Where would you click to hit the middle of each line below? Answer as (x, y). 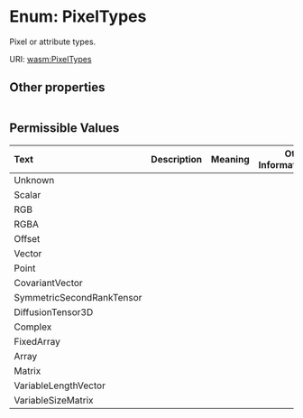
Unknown (34, 180)
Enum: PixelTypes (78, 17)
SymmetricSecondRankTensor (78, 297)
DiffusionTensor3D (54, 311)
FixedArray (37, 341)
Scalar (28, 194)
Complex (33, 327)
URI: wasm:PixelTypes (50, 59)
